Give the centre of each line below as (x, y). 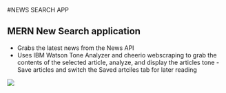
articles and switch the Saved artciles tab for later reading (115, 69)
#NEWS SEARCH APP (38, 10)
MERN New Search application (74, 31)
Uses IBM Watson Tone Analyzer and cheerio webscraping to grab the (117, 55)
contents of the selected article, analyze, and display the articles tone (116, 62)
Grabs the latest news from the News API (75, 48)
